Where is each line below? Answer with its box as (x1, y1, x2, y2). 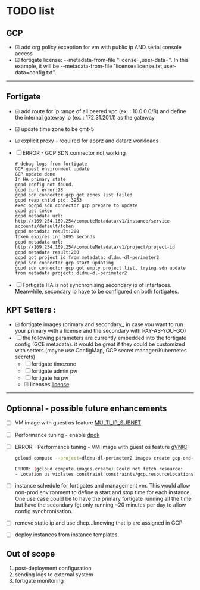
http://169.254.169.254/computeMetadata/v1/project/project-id (14, 244, 176, 250)
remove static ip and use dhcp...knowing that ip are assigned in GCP (14, 519, 183, 526)
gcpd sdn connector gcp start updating (14, 260, 114, 266)
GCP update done (14, 171, 55, 177)
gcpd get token (14, 207, 53, 214)
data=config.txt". (14, 69, 57, 76)
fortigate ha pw (31, 374, 69, 382)
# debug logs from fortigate (14, 161, 87, 167)
